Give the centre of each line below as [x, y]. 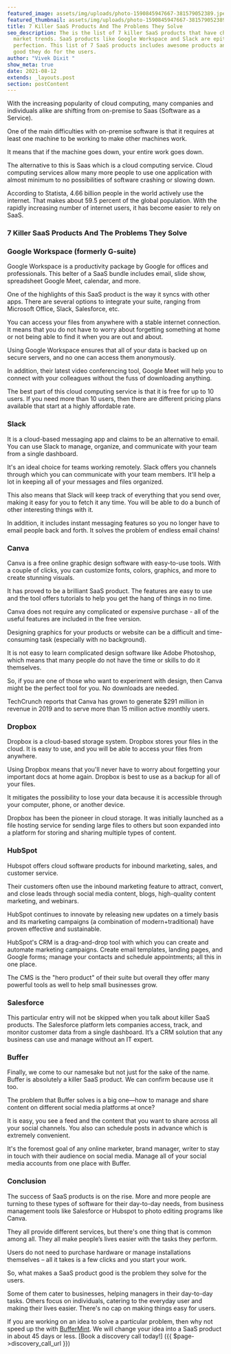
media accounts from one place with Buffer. [69, 1163]
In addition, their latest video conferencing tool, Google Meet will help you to [115, 371]
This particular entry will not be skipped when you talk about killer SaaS [109, 1017]
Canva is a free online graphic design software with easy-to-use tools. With [114, 563]
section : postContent [38, 84]
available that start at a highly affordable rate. [71, 406]
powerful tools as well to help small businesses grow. [82, 985]
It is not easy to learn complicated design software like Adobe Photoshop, [112, 653]
